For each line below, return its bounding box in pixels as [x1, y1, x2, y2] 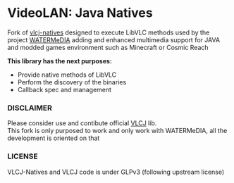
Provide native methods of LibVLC [17, 70, 117, 79]
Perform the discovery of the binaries [17, 77, 127, 86]
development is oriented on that [7, 134, 100, 142]
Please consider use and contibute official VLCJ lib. [7, 119, 157, 127]
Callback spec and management [17, 85, 111, 94]
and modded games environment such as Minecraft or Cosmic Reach [7, 43, 209, 51]
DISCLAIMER [7, 103, 53, 113]
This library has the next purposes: [7, 56, 113, 65]
